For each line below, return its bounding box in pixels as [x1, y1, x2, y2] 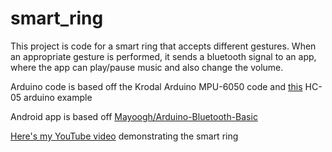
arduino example [23, 91, 93, 103]
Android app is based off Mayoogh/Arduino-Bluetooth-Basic [10, 110, 258, 122]
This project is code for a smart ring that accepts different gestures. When [10, 40, 317, 52]
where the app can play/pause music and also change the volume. [10, 61, 284, 73]
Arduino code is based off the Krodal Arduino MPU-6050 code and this [10, 80, 303, 92]
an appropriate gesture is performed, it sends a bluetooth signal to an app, [10, 50, 317, 62]
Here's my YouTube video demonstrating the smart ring [10, 130, 239, 142]
